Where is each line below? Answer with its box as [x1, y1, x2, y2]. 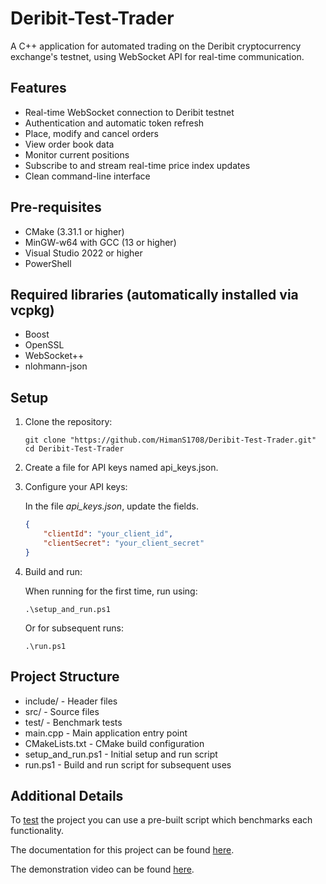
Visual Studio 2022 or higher [24, 247, 143, 259]
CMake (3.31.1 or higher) [24, 225, 125, 237]
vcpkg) [10, 302, 55, 319]
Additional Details [10, 787, 124, 804]
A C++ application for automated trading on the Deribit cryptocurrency [10, 40, 302, 52]
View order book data [24, 138, 115, 150]
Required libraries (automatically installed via [10, 286, 299, 303]
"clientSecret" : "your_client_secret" [43, 538, 205, 548]
